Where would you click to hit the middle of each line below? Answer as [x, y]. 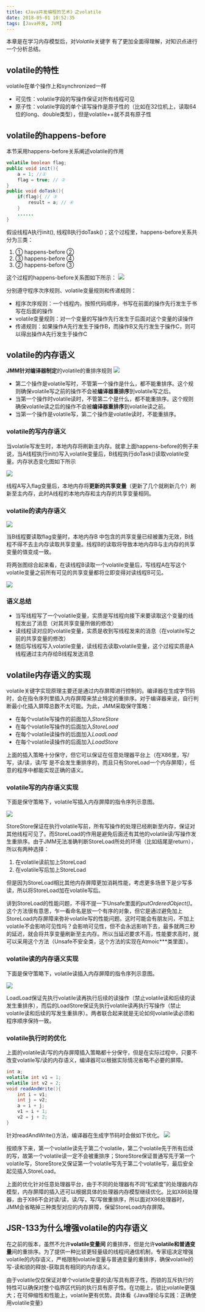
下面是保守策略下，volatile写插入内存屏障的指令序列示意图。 [82, 802]
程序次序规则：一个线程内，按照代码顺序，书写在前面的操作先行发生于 [103, 303]
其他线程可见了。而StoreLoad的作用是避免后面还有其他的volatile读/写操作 [99, 834]
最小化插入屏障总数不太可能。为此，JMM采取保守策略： [82, 706]
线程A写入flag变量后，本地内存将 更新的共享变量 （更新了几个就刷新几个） [99, 485]
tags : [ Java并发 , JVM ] [34, 23]
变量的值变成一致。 [31, 552]
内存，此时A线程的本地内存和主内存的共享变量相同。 [88, 493]
